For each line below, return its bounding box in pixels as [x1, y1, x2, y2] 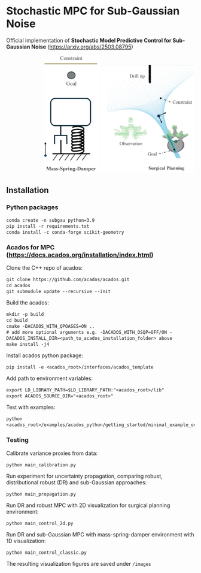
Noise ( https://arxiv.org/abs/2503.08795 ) [31, 43, 133, 50]
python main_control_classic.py [6, 550, 87, 556]
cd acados [6, 283, 31, 289]
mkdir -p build [6, 312, 44, 318]
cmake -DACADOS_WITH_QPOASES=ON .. [6, 324, 95, 330]
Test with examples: [6, 403, 56, 411]
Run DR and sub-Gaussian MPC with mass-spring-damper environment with [6, 530, 194, 538]
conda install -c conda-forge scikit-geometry [6, 229, 124, 235]
